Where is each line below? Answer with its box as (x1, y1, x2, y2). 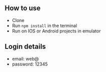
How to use (5, 4, 41, 12)
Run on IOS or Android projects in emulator (12, 27, 101, 34)
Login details (5, 42, 46, 51)
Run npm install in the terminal (12, 22, 77, 28)
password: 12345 (12, 61, 48, 67)
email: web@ (12, 55, 39, 61)
